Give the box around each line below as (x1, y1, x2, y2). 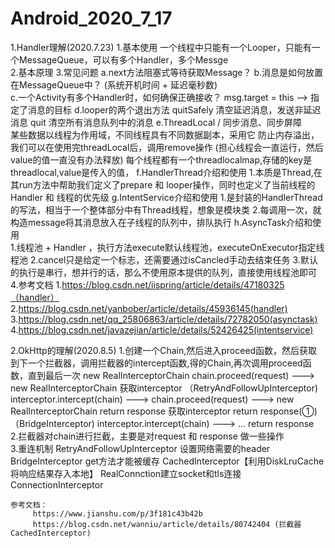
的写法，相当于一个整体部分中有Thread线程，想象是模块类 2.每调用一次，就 (10, 203, 322, 216)
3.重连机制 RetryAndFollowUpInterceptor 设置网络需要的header (10, 442, 271, 454)
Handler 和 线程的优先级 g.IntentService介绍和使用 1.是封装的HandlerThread (10, 191, 323, 203)
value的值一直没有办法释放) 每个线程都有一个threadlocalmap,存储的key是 (10, 153, 313, 166)
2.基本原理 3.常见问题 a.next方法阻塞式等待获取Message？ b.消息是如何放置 (10, 66, 324, 78)
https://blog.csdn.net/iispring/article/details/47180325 (61, 278, 285, 291)
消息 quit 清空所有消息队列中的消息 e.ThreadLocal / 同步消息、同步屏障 (10, 116, 303, 128)
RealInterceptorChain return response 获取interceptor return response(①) (10, 405, 318, 417)
